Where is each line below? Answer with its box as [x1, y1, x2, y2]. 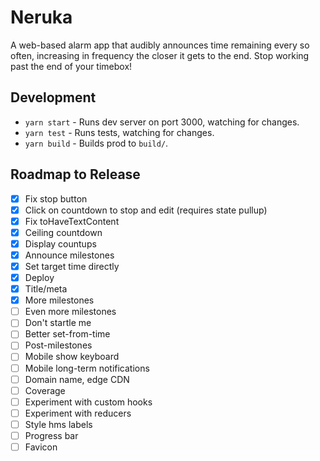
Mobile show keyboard [24, 351, 120, 363]
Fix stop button [24, 192, 88, 205]
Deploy [24, 272, 55, 283]
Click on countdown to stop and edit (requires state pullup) [24, 204, 268, 216]
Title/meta [24, 283, 68, 295]
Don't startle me [24, 317, 92, 329]
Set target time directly [24, 260, 120, 272]
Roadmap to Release [10, 166, 141, 183]
